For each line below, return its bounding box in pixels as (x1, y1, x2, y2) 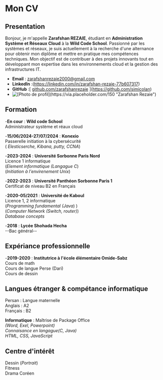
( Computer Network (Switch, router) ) (5, 208, 79, 214)
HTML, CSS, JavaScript (5, 333, 53, 339)
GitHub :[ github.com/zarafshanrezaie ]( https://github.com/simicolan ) (12, 86, 152, 92)
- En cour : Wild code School (5, 118, 63, 124)
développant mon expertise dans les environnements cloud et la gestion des (5, 61, 158, 67)
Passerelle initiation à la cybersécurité (5, 138, 81, 144)
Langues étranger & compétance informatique (5, 285, 148, 293)
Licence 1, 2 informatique (5, 198, 56, 203)
